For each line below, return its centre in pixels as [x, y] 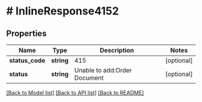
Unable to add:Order [103, 70]
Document [89, 78]
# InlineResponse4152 [63, 11]
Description [117, 50]
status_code [27, 60]
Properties [26, 33]
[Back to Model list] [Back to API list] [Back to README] [75, 93]
